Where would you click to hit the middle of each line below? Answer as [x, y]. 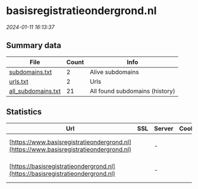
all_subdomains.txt [35, 91]
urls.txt [19, 82]
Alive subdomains [115, 72]
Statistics [24, 112]
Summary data [34, 45]
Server [164, 129]
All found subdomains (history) [133, 91]
